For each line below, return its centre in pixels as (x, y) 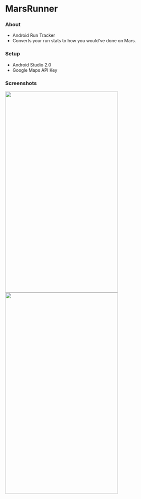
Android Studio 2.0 (32, 65)
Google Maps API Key (35, 70)
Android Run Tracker (34, 35)
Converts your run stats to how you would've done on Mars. (74, 41)
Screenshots (21, 83)
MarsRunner (32, 9)
